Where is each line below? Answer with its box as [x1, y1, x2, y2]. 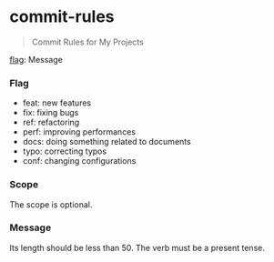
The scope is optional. [9, 198, 93, 210]
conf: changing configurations [22, 156, 137, 166]
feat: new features [22, 97, 92, 108]
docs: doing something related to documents [22, 136, 191, 147]
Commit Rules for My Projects [31, 36, 144, 47]
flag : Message [9, 54, 64, 65]
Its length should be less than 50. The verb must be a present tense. [9, 242, 266, 253]
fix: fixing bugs [22, 107, 79, 118]
